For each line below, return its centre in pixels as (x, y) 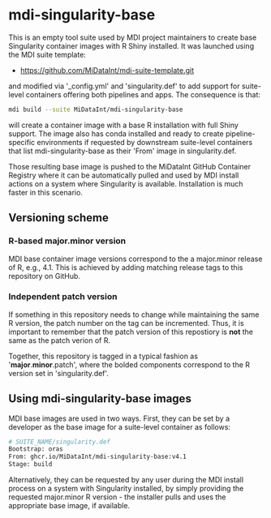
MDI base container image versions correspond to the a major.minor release (135, 259)
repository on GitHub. (45, 276)
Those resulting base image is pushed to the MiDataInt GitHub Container (130, 166)
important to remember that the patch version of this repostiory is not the (131, 332)
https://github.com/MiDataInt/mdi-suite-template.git (107, 70)
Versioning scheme (59, 218)
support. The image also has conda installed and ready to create (116, 133)
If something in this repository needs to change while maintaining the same (134, 315)
